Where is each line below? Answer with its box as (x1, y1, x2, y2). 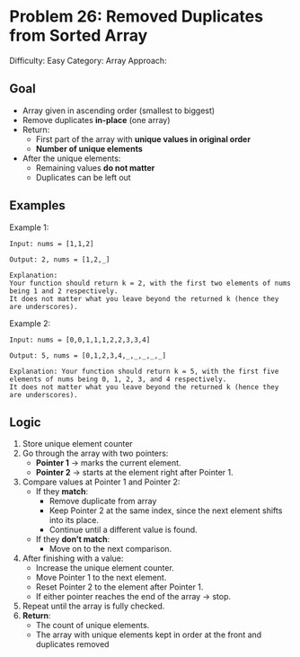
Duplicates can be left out (35, 172, 132, 182)
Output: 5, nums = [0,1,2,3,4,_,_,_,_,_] (9, 351, 167, 360)
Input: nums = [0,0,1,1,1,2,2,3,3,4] (9, 335, 151, 344)
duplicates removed (35, 639, 110, 650)
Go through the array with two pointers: (22, 448, 169, 459)
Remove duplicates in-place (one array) (22, 114, 171, 125)
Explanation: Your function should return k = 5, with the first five (9, 367, 279, 376)
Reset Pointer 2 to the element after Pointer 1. (35, 582, 204, 592)
